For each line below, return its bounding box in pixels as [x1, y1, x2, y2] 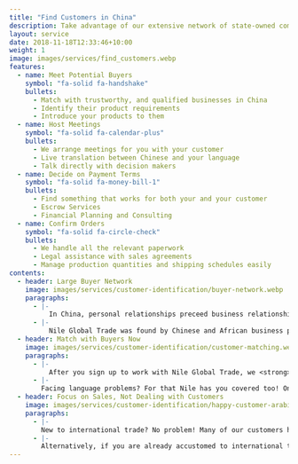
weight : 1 [9, 46, 46, 55]
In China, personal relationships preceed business [48, 310, 244, 319]
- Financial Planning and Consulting [32, 210, 173, 220]
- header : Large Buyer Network [17, 277, 133, 286]
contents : [9, 269, 46, 278]
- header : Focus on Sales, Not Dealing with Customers [17, 392, 224, 402]
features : [9, 63, 46, 72]
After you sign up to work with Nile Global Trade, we [48, 367, 255, 377]
